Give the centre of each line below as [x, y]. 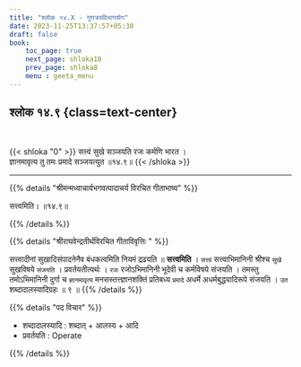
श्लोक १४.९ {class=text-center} [93, 113]
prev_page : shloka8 [62, 68]
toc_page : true [54, 51]
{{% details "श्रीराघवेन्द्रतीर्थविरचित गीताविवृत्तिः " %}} [89, 241]
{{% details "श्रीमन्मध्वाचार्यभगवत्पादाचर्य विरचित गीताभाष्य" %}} [104, 188]
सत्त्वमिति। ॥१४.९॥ [39, 205]
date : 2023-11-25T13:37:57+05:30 [72, 26]
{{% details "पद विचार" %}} [56, 307]
